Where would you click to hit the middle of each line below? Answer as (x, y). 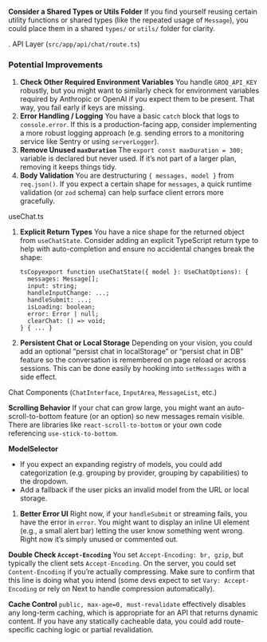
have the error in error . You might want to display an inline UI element (134, 522)
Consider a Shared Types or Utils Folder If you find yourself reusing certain (133, 12)
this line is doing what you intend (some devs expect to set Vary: (115, 580)
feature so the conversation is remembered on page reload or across (133, 360)
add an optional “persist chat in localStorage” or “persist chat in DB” (132, 352)
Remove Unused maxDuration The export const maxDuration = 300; (132, 150)
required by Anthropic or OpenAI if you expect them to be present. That (137, 99)
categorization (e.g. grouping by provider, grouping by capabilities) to (134, 473)
